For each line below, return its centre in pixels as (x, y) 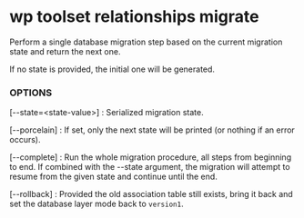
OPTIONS (31, 93)
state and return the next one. (65, 51)
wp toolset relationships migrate (134, 17)
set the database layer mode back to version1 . (96, 204)
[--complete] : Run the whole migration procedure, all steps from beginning (151, 157)
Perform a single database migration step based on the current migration (146, 42)
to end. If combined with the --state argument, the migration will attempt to (150, 167)
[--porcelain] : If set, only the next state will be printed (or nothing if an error (152, 130)
